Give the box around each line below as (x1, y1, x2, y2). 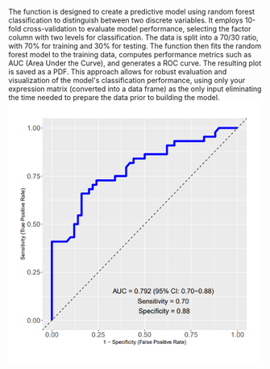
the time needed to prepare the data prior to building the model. (8, 93, 220, 102)
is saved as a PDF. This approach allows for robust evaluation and (8, 67, 227, 76)
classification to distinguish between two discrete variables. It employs (8, 15, 243, 25)
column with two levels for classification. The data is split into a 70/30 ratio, (8, 32, 260, 42)
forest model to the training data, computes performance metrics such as (8, 50, 252, 59)
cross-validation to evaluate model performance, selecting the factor (23, 24, 251, 33)
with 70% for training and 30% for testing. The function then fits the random (8, 41, 262, 51)
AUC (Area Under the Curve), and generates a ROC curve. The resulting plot (8, 58, 262, 68)
